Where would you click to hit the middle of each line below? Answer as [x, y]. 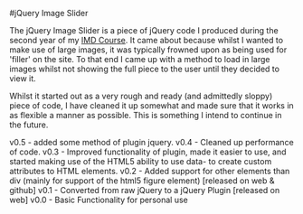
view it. [23, 79]
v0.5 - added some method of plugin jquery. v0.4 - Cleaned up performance [151, 142]
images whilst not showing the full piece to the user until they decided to [145, 69]
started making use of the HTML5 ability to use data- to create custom [141, 161]
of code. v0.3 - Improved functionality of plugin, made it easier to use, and [148, 152]
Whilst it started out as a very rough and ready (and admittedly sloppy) [141, 96]
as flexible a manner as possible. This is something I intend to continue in [146, 115]
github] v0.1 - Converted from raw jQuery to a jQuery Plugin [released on [145, 190]
